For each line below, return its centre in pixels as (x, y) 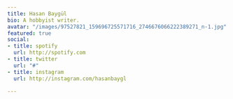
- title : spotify (33, 46)
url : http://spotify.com (50, 53)
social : (19, 40)
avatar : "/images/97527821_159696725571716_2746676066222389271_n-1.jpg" (117, 26)
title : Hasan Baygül (37, 14)
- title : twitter (33, 59)
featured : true (29, 33)
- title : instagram (36, 72)
